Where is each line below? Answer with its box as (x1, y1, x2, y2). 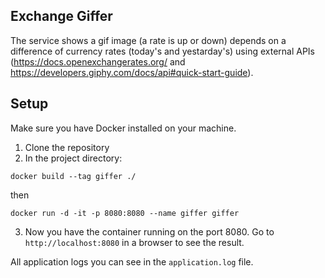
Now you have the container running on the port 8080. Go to (24, 225, 275, 238)
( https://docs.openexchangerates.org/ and (10, 55, 186, 68)
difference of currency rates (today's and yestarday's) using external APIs (10, 45, 315, 57)
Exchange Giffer (10, 8, 113, 25)
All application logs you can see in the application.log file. (10, 255, 254, 268)
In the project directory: (24, 152, 123, 164)
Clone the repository (24, 141, 110, 153)
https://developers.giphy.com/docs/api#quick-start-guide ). (10, 66, 254, 78)
